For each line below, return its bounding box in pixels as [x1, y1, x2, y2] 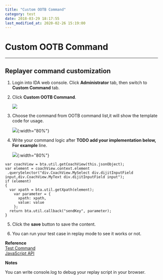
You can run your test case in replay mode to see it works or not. [12, 231, 142, 236]
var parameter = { [14, 192, 51, 197]
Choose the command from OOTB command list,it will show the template [12, 113, 158, 118]
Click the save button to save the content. [12, 221, 96, 227]
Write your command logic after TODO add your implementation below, [12, 137, 156, 143]
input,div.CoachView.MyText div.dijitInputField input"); [5, 175, 125, 180]
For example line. [12, 143, 48, 148]
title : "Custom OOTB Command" [5, 7, 66, 12]
